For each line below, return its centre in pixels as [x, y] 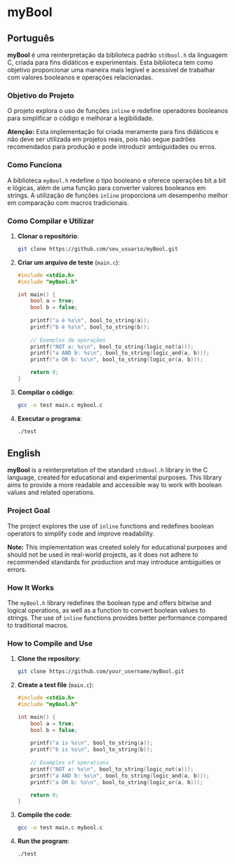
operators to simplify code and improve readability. [81, 533]
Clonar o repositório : [48, 236]
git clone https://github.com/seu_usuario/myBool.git [98, 249]
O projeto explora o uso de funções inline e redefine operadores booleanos [118, 111]
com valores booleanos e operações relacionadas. [80, 77]
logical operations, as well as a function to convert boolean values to [106, 611]
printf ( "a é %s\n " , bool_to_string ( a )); [90, 321]
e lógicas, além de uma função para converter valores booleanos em [107, 187]
